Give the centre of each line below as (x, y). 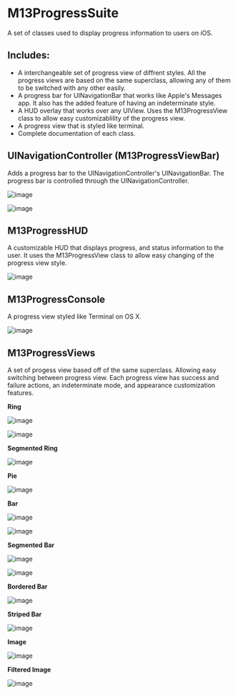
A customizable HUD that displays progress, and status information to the (115, 248)
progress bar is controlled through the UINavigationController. (98, 181)
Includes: (29, 55)
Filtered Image (29, 670)
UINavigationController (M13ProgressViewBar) (114, 156)
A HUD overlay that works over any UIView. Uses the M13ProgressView (123, 110)
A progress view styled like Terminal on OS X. (74, 316)
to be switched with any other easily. (72, 88)
